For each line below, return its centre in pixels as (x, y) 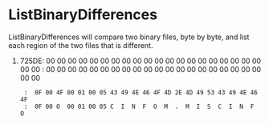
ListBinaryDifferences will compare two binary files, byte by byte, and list (129, 37)
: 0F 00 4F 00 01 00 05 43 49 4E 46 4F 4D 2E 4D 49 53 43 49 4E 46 (141, 92)
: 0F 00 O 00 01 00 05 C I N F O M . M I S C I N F (139, 106)
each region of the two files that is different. (81, 45)
